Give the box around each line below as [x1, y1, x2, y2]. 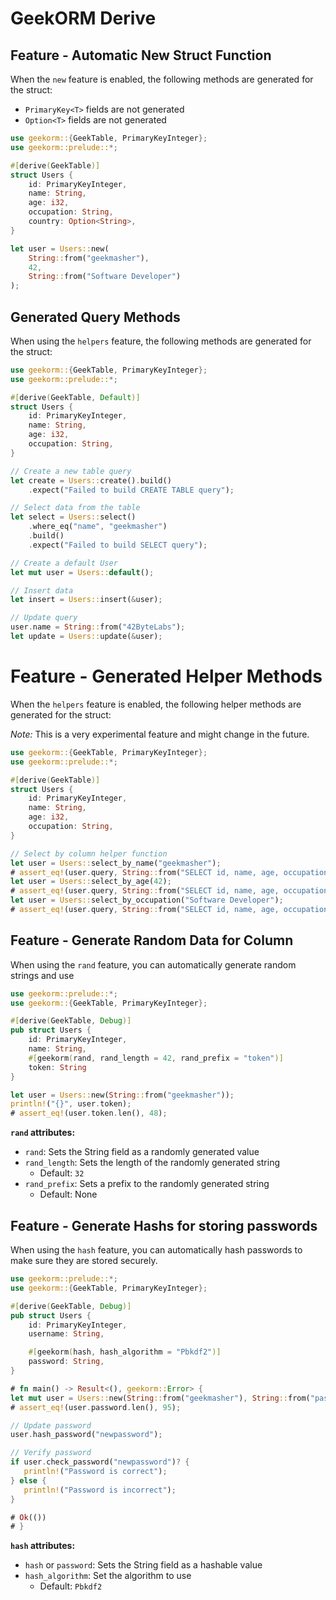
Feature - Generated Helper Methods [10, 665, 323, 688]
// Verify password [10, 1448, 92, 1458]
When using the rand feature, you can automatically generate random [10, 958, 297, 971]
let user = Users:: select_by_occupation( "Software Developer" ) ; [10, 895, 284, 906]
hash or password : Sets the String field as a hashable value [24, 1559, 263, 1571]
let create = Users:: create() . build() [10, 475, 172, 486]
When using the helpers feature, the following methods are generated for [10, 335, 312, 347]
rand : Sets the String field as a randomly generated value [24, 1146, 260, 1158]
